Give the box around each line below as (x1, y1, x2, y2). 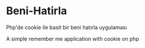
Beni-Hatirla (6, 4, 67, 18)
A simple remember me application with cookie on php (6, 35, 139, 42)
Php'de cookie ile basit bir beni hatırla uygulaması (6, 24, 127, 31)
